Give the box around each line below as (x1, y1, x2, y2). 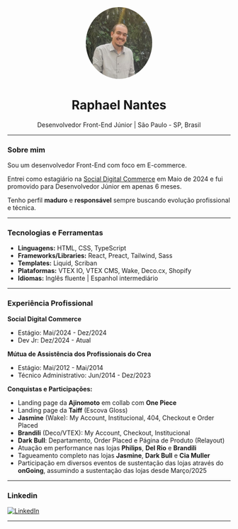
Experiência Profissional (7, 299, 93, 308)
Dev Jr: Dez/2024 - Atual (17, 335, 91, 344)
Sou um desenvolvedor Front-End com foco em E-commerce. (7, 161, 187, 169)
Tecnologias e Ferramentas (7, 228, 103, 238)
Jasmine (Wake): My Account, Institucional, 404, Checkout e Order (17, 413, 215, 422)
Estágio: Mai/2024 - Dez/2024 (17, 328, 108, 337)
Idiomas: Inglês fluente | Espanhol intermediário (17, 274, 159, 283)
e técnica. (7, 204, 37, 212)
